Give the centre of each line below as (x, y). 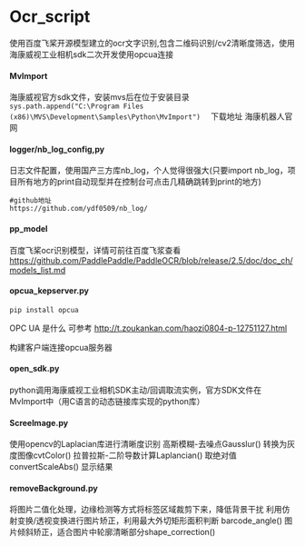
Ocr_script (50, 17)
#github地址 (30, 201)
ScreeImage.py (39, 422)
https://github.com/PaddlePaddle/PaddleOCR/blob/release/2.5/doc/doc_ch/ (151, 260)
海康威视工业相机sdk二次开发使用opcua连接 (92, 54)
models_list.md (38, 270)
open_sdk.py (34, 369)
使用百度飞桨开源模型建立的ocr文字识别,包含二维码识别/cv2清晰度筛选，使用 (152, 43)
